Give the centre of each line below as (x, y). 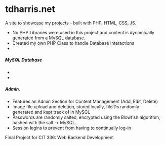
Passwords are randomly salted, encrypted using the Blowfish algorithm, (86, 117)
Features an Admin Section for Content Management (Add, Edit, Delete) (85, 101)
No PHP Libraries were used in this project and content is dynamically (83, 32)
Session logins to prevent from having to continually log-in (72, 128)
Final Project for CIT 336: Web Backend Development (60, 137)
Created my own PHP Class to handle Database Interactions (73, 43)
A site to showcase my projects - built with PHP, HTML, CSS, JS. (71, 23)
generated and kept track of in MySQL (51, 112)
